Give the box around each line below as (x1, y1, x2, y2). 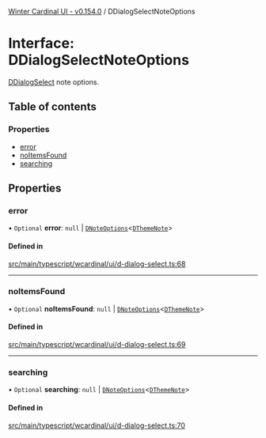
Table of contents (8, 100, 97, 114)
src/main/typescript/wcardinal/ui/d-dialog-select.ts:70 (8, 421, 186, 430)
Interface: (8, 35, 75, 52)
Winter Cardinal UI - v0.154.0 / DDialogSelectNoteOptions (8, 7, 196, 16)
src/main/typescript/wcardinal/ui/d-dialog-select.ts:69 (8, 340, 186, 349)
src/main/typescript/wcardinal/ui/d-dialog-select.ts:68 (8, 259, 186, 268)
